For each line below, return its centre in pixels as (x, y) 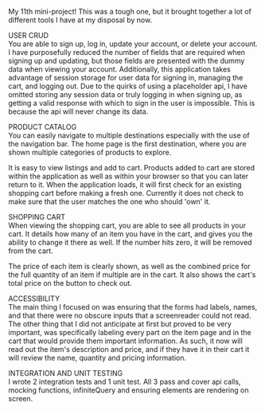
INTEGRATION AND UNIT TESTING (66, 373)
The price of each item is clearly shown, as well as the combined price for (129, 266)
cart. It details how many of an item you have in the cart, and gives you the (131, 234)
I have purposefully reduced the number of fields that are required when (127, 52)
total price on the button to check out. (70, 283)
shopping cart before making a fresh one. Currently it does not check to (126, 193)
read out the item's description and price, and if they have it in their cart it (129, 349)
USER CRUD (29, 35)
